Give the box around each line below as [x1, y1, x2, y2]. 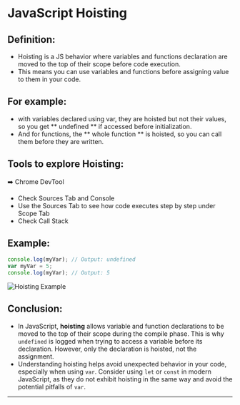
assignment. [17, 352, 54, 361]
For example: [7, 96, 67, 108]
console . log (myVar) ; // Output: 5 [7, 270, 111, 277]
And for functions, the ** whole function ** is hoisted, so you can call [17, 130, 222, 138]
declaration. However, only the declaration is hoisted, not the [17, 344, 197, 353]
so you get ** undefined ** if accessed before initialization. [17, 122, 192, 130]
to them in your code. [17, 75, 81, 83]
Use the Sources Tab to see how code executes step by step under [17, 201, 216, 210]
